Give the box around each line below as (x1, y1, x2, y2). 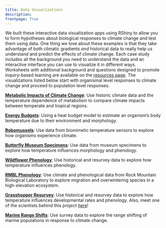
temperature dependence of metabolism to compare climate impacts (5, 98, 145, 104)
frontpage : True (5, 16, 39, 21)
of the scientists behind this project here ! (5, 203, 89, 209)
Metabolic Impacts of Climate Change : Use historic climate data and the (5, 92, 154, 98)
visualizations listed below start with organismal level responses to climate (5, 77, 157, 83)
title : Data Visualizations (5, 7, 63, 12)
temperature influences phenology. (5, 162, 77, 169)
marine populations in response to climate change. (5, 218, 108, 224)
